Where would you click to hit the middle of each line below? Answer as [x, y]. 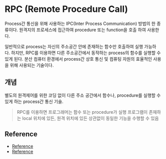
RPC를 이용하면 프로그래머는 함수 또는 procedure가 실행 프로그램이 [82, 112]
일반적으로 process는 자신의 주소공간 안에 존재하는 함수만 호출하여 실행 [74, 46]
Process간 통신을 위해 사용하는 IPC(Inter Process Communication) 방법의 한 [80, 23]
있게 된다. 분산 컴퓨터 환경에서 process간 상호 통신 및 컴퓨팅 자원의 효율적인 [78, 59]
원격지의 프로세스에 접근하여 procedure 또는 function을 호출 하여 [83, 30]
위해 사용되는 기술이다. [32, 65]
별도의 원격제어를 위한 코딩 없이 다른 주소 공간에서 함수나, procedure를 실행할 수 [83, 95]
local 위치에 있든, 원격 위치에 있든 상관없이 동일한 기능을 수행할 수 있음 [90, 118]
